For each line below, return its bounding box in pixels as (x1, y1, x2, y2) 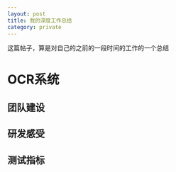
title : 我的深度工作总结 (7, 17, 72, 24)
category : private (7, 23, 62, 30)
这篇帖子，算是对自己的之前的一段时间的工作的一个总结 (7, 44, 169, 52)
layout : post (7, 10, 46, 18)
